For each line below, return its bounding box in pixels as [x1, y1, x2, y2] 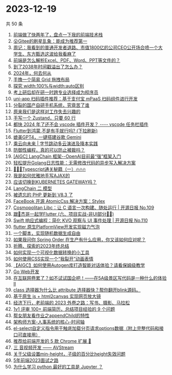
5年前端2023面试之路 [13, 357, 59, 363]
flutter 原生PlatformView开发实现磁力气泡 [13, 223, 100, 230]
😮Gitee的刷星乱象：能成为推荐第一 [13, 38, 87, 44]
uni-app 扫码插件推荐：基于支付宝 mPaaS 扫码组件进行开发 [13, 95, 138, 101]
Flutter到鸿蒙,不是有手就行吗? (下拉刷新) [13, 128, 98, 134]
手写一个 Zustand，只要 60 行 [13, 115, 76, 121]
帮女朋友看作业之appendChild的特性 [13, 312, 90, 318]
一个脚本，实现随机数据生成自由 [13, 230, 81, 236]
